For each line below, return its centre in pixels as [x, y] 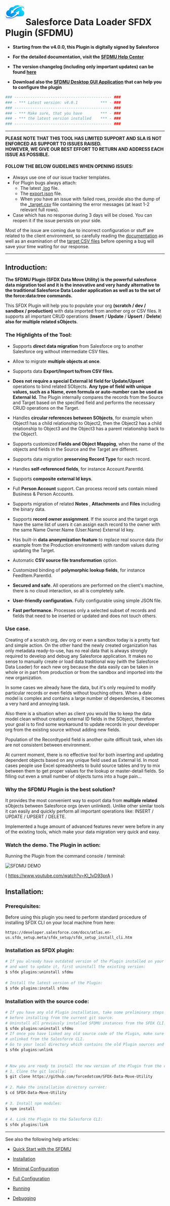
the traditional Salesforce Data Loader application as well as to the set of [83, 290]
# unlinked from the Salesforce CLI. [45, 1039]
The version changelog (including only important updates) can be [83, 66]
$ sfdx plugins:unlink [29, 1050]
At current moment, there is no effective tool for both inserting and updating [84, 755]
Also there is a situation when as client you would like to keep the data [78, 713]
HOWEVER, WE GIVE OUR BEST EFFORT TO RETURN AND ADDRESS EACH [84, 149]
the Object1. [25, 434]
